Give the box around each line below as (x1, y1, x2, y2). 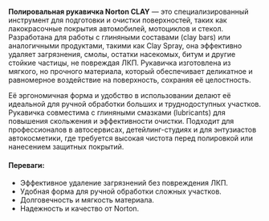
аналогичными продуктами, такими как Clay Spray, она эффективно (8, 41, 243, 51)
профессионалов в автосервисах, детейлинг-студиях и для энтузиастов (8, 125, 257, 134)
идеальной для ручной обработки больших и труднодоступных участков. (8, 100, 262, 108)
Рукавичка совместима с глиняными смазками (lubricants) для (8, 108, 226, 117)
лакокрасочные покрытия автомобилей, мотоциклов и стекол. (8, 24, 224, 33)
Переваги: (8, 160, 45, 170)
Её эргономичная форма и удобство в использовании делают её (8, 91, 231, 100)
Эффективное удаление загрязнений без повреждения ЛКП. (19, 178, 229, 188)
